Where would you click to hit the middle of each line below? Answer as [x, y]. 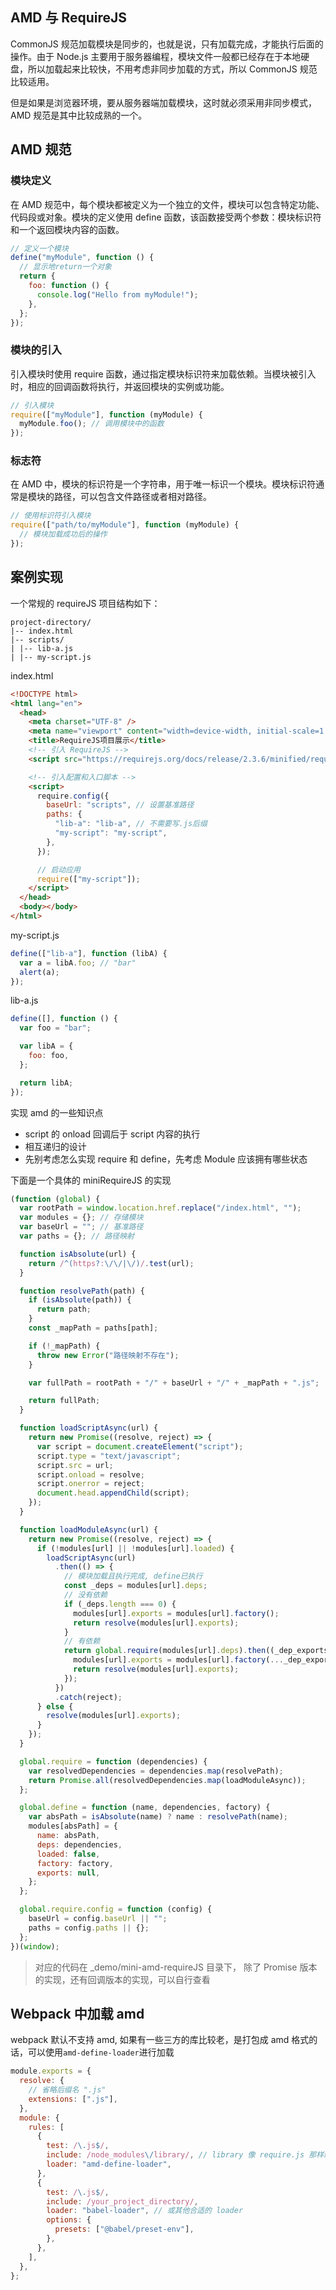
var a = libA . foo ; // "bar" [78, 963]
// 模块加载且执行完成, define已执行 [133, 1576]
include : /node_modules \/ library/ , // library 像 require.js [175, 2155]
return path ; [64, 1309]
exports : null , [68, 1873]
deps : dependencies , [79, 1844]
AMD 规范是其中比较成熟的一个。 [79, 115]
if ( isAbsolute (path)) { [80, 1300]
